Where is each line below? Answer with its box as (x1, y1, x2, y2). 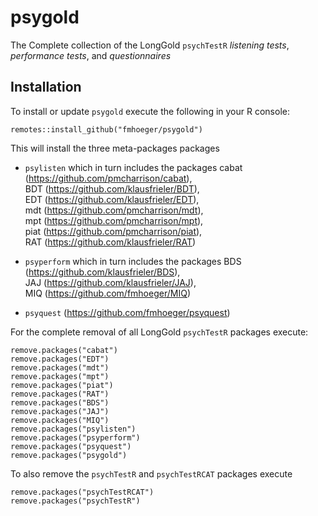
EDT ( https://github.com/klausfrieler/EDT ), (24, 193, 200, 205)
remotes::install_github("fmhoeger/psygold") (10, 124, 203, 135)
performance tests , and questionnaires (10, 49, 172, 61)
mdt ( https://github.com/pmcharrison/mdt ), (24, 204, 204, 216)
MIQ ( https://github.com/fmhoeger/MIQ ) (24, 287, 191, 299)
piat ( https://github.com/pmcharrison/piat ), (24, 225, 203, 237)
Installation (10, 79, 82, 96)
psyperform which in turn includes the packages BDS (24, 255, 242, 267)
